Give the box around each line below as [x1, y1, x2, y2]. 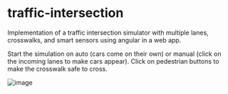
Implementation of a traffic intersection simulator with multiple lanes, [7, 28, 209, 37]
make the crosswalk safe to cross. [7, 64, 108, 73]
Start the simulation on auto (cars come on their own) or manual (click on [7, 49, 222, 58]
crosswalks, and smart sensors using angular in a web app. [7, 35, 182, 44]
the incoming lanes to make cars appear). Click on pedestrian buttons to [7, 57, 219, 65]
